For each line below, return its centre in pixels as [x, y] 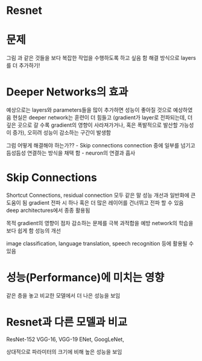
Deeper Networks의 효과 [67, 92]
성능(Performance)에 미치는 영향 [85, 278]
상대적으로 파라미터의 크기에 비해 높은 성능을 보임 [64, 351]
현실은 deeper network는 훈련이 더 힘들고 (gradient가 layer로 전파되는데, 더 [103, 118]
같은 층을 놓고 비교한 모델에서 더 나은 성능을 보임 [63, 295]
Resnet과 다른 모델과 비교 [67, 322]
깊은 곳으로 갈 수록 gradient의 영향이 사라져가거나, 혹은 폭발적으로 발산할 [92, 125]
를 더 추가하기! [23, 65]
